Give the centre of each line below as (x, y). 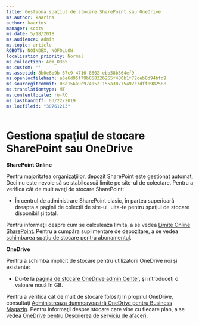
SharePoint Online (29, 165)
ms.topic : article (29, 45)
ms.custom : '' (24, 67)
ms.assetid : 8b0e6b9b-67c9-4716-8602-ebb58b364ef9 (70, 73)
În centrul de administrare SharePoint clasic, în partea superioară (94, 201)
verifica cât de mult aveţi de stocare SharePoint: (65, 189)
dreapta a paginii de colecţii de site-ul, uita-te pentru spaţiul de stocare (102, 207)
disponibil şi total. (36, 213)
